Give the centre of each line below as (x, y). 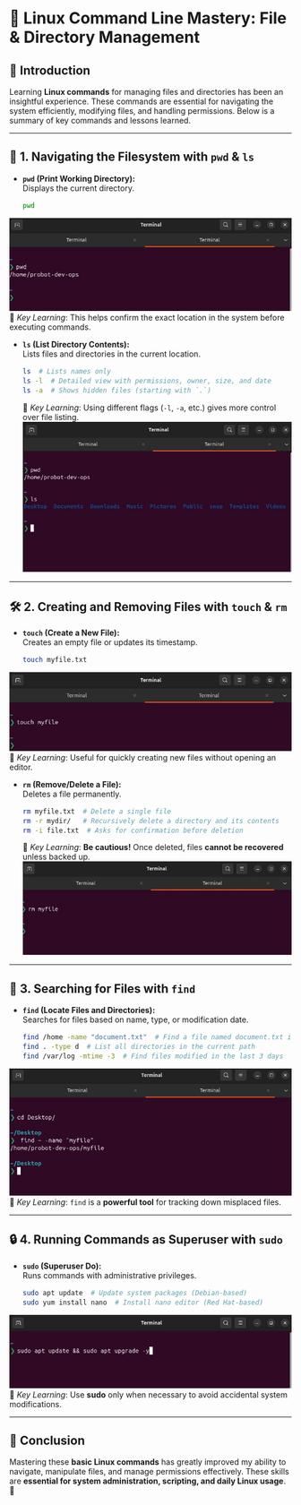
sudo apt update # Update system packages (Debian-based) (135, 1293)
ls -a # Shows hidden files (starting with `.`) (117, 390)
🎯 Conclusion (47, 1441)
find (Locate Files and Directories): (89, 1010)
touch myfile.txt (55, 660)
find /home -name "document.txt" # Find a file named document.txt (153, 1037)
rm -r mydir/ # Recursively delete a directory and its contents (150, 821)
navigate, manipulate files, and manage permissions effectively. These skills (149, 1472)
